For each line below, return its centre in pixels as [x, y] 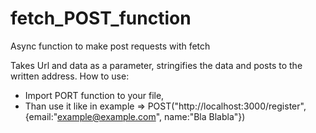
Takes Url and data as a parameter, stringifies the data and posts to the [156, 65]
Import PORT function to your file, [94, 95]
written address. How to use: [70, 76]
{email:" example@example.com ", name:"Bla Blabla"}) [135, 116]
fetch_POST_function [101, 18]
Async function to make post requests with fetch [110, 46]
